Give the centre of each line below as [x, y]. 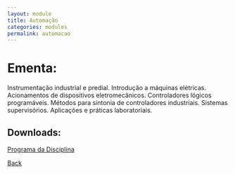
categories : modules [38, 27]
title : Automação [33, 20]
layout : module [30, 14]
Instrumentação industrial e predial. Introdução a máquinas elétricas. [107, 88]
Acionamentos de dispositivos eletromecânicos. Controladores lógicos [110, 95]
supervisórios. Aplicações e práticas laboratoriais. [80, 111]
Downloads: [34, 132]
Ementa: [32, 68]
